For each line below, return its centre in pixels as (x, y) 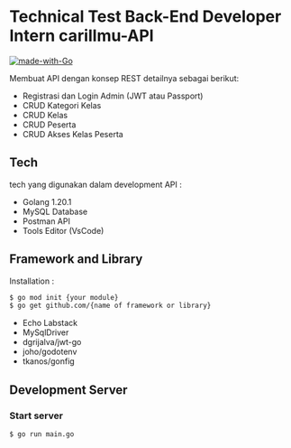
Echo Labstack (50, 323)
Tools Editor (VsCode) (63, 230)
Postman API (46, 221)
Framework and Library (76, 259)
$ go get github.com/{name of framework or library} (110, 306)
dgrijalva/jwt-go (52, 342)
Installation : (32, 281)
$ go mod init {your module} (64, 297)
